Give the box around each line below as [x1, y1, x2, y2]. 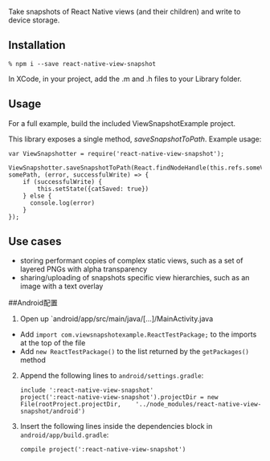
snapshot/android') [19, 407, 86, 416]
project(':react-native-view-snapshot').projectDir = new [19, 394, 219, 402]
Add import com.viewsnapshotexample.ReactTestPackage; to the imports [19, 329, 257, 340]
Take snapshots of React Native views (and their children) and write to [8, 7, 241, 16]
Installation [8, 39, 66, 52]
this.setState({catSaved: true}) [37, 185, 149, 193]
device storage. [8, 15, 60, 25]
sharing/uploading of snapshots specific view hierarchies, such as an [19, 273, 250, 283]
